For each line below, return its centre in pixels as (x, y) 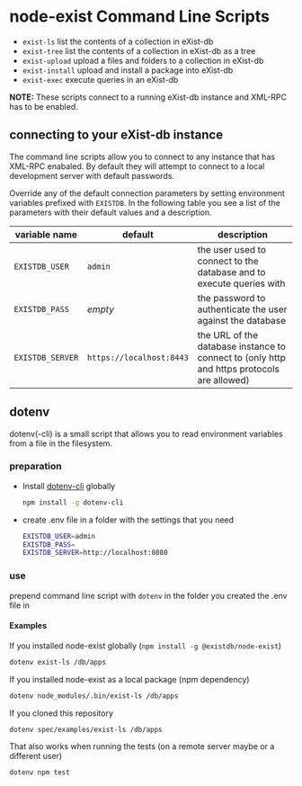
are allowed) (223, 380)
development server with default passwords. (92, 175)
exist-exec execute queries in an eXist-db (100, 79)
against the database (241, 320)
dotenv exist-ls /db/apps (58, 662)
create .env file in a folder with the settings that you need (128, 520)
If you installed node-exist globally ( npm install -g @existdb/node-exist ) (145, 646)
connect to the (228, 261)
